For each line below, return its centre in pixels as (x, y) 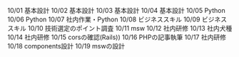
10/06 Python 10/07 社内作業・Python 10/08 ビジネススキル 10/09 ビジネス (117, 19)
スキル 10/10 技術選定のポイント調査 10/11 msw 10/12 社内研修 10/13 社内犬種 (120, 28)
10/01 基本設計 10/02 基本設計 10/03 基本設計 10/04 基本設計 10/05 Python (117, 10)
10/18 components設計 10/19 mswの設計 (66, 46)
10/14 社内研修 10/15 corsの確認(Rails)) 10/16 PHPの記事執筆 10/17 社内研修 (117, 37)
